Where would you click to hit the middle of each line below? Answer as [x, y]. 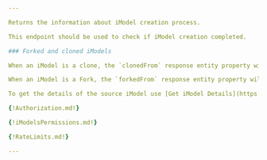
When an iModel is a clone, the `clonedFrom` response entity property [129, 65]
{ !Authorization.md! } [44, 109]
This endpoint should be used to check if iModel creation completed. [128, 36]
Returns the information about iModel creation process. [104, 22]
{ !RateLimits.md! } [39, 137]
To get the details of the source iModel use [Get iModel [106, 94]
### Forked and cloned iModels [60, 51]
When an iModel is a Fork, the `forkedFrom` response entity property [128, 80]
